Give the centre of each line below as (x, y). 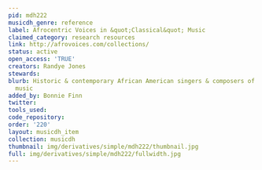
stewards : (24, 74)
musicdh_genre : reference (50, 23)
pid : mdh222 (28, 15)
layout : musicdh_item (44, 132)
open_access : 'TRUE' (42, 60)
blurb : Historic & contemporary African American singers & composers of (132, 81)
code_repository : (37, 118)
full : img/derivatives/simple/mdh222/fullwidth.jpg (94, 154)
